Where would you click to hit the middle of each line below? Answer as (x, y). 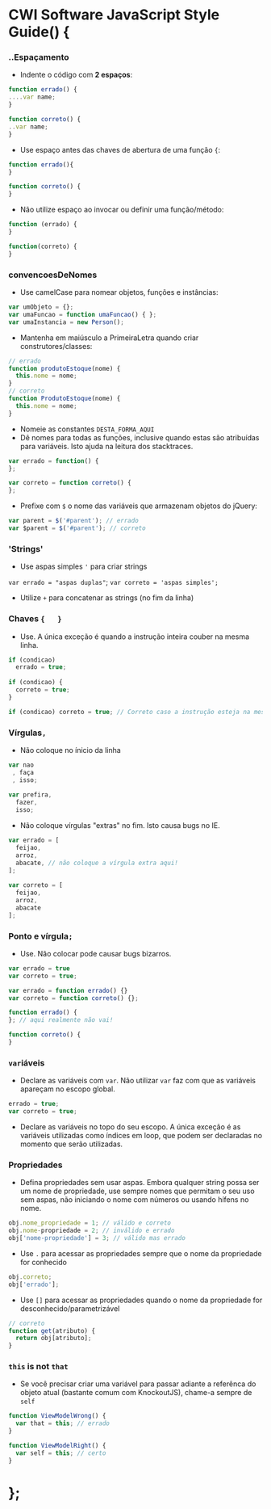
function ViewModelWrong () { (57, 1416)
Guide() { (39, 32)
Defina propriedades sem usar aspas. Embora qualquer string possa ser (140, 1183)
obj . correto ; (30, 1277)
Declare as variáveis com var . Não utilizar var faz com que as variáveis (138, 1081)
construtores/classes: (56, 346)
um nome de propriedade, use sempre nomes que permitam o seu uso (138, 1191)
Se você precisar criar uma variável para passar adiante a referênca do (138, 1384)
